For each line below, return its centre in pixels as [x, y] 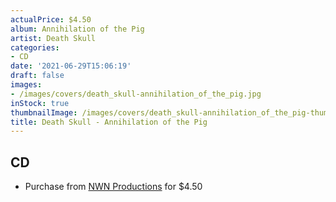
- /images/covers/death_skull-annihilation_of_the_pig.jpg [136, 94]
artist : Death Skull [53, 38]
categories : [35, 47]
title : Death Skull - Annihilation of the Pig [109, 122]
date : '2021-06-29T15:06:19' [71, 66]
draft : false [37, 76]
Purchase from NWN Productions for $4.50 [113, 187]
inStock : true [40, 103]
